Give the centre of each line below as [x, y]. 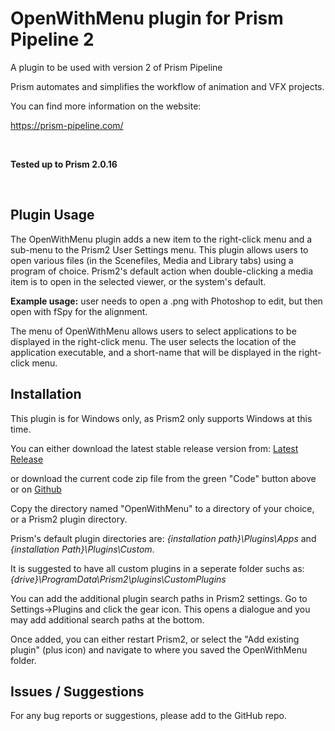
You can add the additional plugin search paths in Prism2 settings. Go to [159, 598]
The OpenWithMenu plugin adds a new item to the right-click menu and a [161, 239]
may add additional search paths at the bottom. [107, 619]
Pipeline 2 [52, 39]
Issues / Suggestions [77, 691]
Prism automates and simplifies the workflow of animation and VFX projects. [167, 86]
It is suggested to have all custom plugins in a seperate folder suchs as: [157, 568]
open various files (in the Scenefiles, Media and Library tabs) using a [152, 260]
